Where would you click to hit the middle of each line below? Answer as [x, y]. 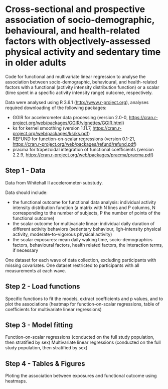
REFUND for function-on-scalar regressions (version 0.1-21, [74, 139]
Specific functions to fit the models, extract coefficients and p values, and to [84, 299]
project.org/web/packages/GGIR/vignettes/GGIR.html [67, 123]
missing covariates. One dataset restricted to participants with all [72, 265]
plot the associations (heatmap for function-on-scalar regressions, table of [82, 304]
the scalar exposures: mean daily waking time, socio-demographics [82, 239]
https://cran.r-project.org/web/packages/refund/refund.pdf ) [74, 144]
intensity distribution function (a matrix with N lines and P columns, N [84, 208]
